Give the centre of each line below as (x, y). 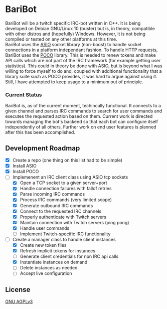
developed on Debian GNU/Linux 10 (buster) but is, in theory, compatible (80, 28)
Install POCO (26, 172)
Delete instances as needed (49, 268)
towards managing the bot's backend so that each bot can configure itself (81, 122)
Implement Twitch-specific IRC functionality (65, 234)
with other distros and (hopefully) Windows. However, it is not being (75, 34)
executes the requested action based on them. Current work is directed (79, 116)
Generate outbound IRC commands (56, 205)
